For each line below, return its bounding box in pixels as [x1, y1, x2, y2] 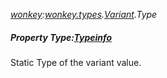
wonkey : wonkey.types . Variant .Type [10, 9, 158, 20]
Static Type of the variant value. [10, 56, 142, 68]
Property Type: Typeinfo [10, 31, 113, 43]
